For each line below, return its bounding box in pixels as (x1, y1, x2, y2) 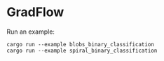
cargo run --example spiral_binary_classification (6, 47, 158, 54)
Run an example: (6, 27, 55, 36)
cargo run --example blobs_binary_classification (6, 41, 155, 48)
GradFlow (6, 4, 64, 20)
